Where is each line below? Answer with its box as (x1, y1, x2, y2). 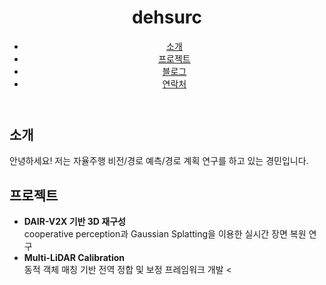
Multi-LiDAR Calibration (23, 252, 125, 264)
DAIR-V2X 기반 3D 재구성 (23, 216, 126, 228)
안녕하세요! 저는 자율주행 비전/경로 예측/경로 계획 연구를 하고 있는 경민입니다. (9, 155, 309, 167)
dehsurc (131, 6, 203, 29)
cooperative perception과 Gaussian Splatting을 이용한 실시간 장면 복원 (23, 228, 307, 240)
